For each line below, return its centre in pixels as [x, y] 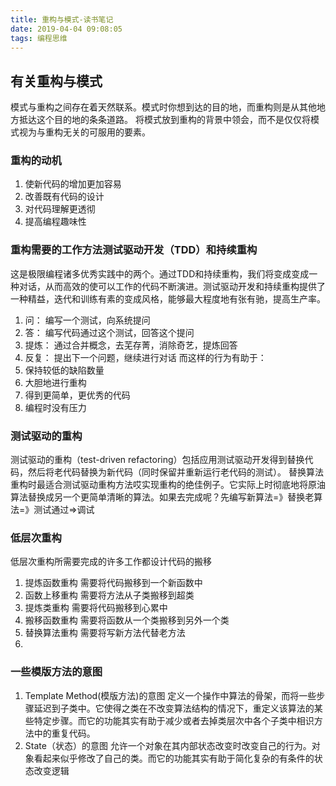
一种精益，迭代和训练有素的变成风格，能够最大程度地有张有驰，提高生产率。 [168, 298]
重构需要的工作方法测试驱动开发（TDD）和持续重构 [134, 250]
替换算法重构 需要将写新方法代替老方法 [105, 633]
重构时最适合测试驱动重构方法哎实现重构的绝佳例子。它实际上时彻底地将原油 [168, 485]
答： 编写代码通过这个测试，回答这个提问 [109, 332]
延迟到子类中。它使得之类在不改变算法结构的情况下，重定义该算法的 [174, 708]
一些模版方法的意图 [56, 672]
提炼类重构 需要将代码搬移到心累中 [96, 608]
